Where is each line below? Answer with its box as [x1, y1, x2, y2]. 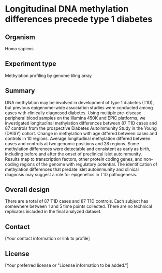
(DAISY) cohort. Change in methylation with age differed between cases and [5, 130, 157, 136]
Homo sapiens [5, 46, 34, 51]
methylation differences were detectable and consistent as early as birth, [5, 146, 151, 152]
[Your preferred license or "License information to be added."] [5, 262, 129, 268]
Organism [5, 33, 35, 41]
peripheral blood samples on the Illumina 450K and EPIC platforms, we [5, 115, 146, 121]
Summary [5, 87, 35, 95]
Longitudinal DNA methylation [5, 3, 129, 15]
